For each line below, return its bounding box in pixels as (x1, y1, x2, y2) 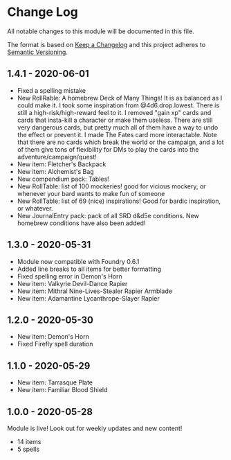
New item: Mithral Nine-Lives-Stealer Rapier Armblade (17, 287, 173, 295)
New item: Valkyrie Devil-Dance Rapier (17, 279, 128, 287)
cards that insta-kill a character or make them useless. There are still (17, 116, 213, 124)
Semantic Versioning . (7, 48, 68, 56)
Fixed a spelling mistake (17, 86, 86, 94)
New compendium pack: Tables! (17, 175, 109, 183)
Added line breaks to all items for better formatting (17, 265, 161, 273)
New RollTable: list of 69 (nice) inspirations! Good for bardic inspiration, (17, 197, 221, 205)
